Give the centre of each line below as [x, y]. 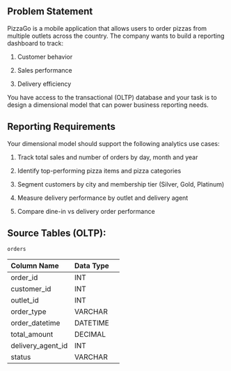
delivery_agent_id [39, 346]
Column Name [35, 266]
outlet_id [25, 300]
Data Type [91, 266]
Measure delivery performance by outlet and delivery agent [103, 198]
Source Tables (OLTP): [57, 233]
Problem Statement [50, 12]
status [21, 357]
